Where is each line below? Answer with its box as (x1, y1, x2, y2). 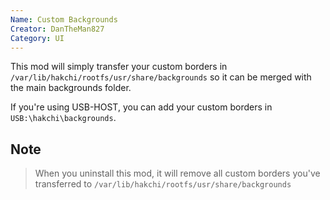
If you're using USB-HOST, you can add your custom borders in (10, 101, 273, 113)
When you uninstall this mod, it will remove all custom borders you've (34, 167, 321, 180)
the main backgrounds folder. (10, 82, 132, 94)
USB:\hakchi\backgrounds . (10, 112, 117, 124)
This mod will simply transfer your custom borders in (10, 61, 228, 73)
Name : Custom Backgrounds (10, 14, 118, 25)
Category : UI (10, 33, 65, 43)
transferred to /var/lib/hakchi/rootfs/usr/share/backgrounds (34, 178, 292, 190)
